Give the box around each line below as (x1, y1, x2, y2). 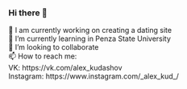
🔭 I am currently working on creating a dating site (8, 26, 172, 35)
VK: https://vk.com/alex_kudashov (8, 63, 123, 73)
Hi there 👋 (8, 7, 48, 18)
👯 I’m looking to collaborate (8, 42, 99, 52)
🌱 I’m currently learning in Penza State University (8, 34, 172, 43)
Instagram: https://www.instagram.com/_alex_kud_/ (8, 71, 180, 81)
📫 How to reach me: (8, 51, 77, 61)
